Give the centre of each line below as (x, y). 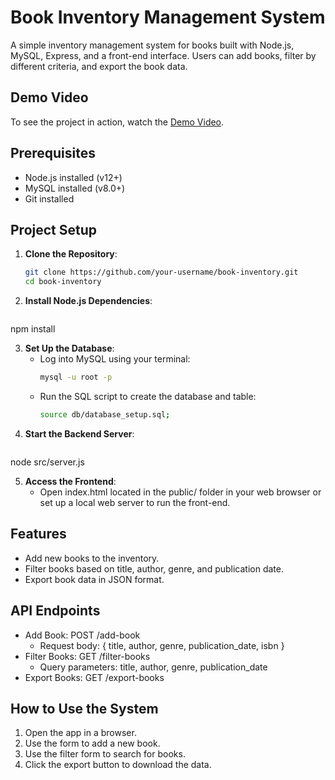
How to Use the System (84, 708)
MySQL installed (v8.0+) (75, 188)
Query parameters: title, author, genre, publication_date (153, 667)
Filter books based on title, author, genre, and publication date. (154, 568)
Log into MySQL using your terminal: (115, 359)
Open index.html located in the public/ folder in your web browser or (180, 492)
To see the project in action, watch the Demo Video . (117, 122)
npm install (33, 329)
